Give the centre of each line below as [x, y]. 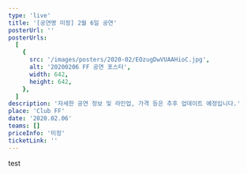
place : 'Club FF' [37, 112]
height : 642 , [51, 81]
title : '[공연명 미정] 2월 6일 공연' [63, 23]
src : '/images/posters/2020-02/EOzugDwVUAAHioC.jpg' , [120, 60]
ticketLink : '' [33, 140]
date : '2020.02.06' [40, 119]
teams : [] [24, 126]
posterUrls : [28, 38]
